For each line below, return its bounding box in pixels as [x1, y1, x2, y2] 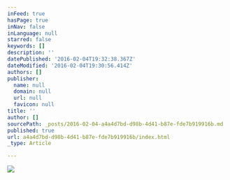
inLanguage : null [7, 29, 58, 37]
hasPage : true [7, 17, 49, 24]
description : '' [7, 50, 55, 57]
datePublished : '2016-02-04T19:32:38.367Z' [7, 56, 136, 63]
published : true [7, 127, 55, 134]
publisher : [7, 75, 39, 82]
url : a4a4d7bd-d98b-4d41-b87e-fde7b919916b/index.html [7, 133, 171, 140]
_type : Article [7, 140, 52, 147]
